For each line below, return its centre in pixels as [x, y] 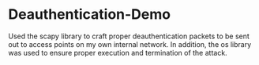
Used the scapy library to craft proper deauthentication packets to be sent [129, 36]
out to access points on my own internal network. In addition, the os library [130, 44]
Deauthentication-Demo [90, 14]
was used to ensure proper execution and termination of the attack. [118, 52]
